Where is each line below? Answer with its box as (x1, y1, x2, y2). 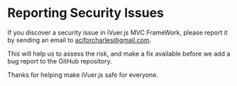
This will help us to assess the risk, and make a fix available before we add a (7, 49, 231, 58)
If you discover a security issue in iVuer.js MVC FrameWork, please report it (7, 28, 228, 37)
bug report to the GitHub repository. (7, 56, 112, 65)
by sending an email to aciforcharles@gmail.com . (7, 35, 152, 44)
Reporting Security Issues (7, 5, 165, 21)
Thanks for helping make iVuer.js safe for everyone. (7, 70, 158, 79)
